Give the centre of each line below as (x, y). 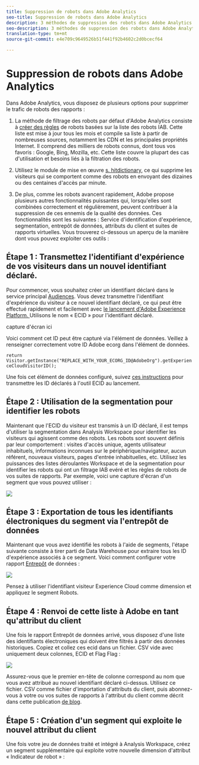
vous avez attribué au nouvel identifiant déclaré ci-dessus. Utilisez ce (91, 683)
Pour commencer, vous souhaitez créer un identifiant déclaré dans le (90, 290)
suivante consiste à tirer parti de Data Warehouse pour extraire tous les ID (96, 551)
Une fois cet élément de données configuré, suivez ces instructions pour (95, 377)
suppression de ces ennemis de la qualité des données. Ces (88, 213)
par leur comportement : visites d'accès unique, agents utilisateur (86, 444)
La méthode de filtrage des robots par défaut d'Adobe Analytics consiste (103, 121)
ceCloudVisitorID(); (32, 366)
